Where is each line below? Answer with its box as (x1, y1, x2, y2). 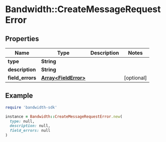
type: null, (10, 119, 35, 124)
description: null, (10, 123, 51, 128)
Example (5, 91, 33, 100)
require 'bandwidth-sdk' (5, 105, 57, 110)
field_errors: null (10, 128, 51, 133)
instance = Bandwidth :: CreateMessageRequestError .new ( (5, 114, 123, 119)
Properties (5, 34, 39, 43)
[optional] (124, 74, 147, 81)
